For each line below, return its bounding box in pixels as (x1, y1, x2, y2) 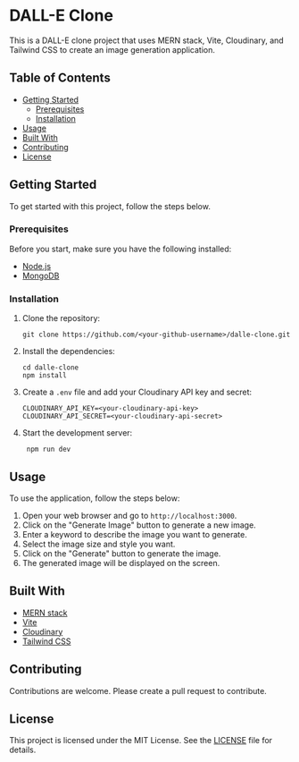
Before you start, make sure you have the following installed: (9, 243, 232, 254)
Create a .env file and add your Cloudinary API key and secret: (21, 386, 253, 398)
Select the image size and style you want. (21, 538, 176, 549)
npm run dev (26, 444, 71, 454)
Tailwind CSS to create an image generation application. (9, 44, 216, 55)
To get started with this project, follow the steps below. (9, 200, 212, 211)
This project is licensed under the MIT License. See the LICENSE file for (9, 735, 273, 746)
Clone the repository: (21, 313, 101, 324)
